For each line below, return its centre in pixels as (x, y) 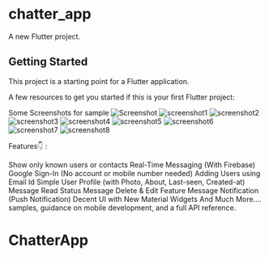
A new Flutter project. (45, 36)
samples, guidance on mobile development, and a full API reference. (122, 208)
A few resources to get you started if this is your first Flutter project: (122, 97)
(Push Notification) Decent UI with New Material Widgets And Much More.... (135, 199)
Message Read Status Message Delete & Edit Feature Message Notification (134, 190)
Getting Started (48, 62)
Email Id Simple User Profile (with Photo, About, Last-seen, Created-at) (127, 182)
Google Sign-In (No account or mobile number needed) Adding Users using (134, 173)
